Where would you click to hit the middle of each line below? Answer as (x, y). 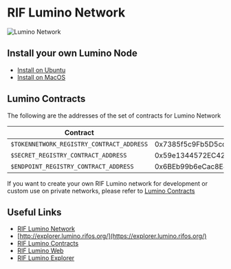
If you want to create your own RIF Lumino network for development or (108, 183)
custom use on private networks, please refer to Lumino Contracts (101, 191)
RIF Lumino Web (40, 251)
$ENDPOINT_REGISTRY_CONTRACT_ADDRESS (72, 166)
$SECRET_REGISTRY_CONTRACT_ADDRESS (69, 155)
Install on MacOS (41, 77)
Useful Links (34, 212)
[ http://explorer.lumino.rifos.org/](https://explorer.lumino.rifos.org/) (112, 236)
